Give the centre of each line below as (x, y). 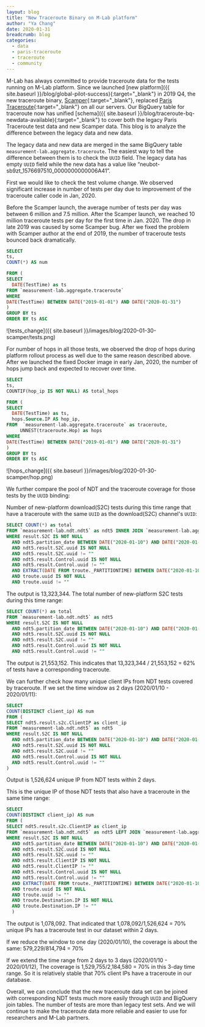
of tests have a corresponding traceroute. (59, 669)
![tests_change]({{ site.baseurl (45, 331)
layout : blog (23, 12)
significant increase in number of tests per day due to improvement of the (99, 189)
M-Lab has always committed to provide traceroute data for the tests (93, 81)
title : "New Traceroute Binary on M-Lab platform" (72, 18)
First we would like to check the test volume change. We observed (90, 182)
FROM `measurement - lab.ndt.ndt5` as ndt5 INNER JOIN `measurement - (94, 531)
